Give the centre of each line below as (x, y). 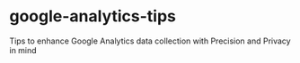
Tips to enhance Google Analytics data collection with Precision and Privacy (150, 41)
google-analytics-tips (93, 16)
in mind (23, 50)
